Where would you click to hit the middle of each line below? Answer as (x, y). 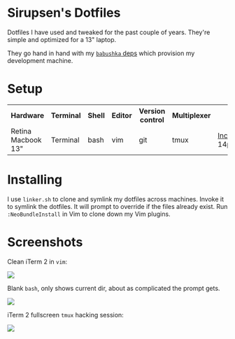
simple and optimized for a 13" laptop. (62, 39)
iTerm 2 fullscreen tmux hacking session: (65, 315)
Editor (122, 115)
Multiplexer (192, 115)
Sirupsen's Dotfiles (64, 13)
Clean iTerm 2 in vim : (37, 261)
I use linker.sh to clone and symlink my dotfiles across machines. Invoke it (115, 199)
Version (152, 111)
